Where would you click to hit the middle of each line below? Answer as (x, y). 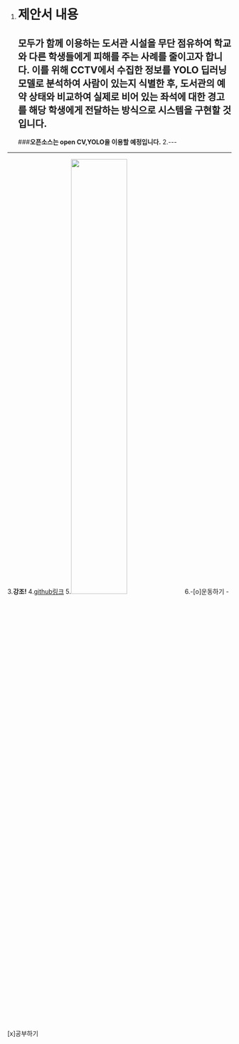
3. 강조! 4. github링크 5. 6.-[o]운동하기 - (118, 592)
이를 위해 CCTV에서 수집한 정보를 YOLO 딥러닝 (129, 70)
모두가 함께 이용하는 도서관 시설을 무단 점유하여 (115, 43)
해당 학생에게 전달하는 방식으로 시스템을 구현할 (124, 110)
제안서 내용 (48, 15)
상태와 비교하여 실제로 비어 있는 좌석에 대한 (117, 97)
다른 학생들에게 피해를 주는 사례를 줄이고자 (116, 57)
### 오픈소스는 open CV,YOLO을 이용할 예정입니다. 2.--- (97, 142)
